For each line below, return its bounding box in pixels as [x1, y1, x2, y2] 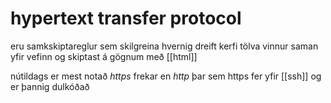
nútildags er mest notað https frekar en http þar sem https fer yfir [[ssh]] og [10, 70, 322, 82]
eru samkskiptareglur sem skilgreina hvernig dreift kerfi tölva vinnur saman [10, 40, 319, 52]
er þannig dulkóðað [10, 80, 90, 92]
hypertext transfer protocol [10, 7, 242, 30]
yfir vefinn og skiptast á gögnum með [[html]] [10, 50, 198, 62]
